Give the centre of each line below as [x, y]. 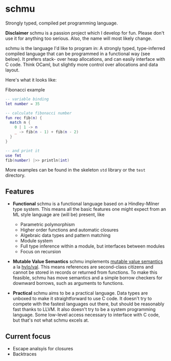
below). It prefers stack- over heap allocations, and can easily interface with [85, 59]
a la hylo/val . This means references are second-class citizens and [83, 267]
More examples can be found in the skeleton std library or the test [75, 170]
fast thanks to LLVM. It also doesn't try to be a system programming [84, 309]
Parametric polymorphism [47, 225]
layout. [12, 70]
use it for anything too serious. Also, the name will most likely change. [79, 38]
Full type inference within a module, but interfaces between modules [92, 246]
